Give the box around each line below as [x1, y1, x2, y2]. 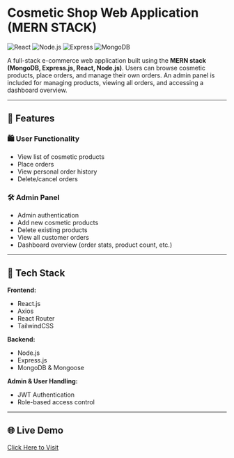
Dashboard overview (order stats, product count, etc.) [17, 241, 173, 249]
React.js [17, 299, 41, 307]
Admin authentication [17, 211, 79, 219]
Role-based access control [17, 397, 95, 406]
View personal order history [17, 167, 97, 176]
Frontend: [7, 286, 37, 294]
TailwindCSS [17, 321, 54, 330]
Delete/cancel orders [17, 174, 78, 183]
